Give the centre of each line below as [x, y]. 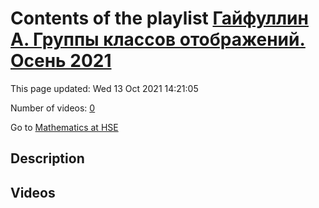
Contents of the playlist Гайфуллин [159, 18]
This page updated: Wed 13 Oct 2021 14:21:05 [104, 88]
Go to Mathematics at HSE [64, 127]
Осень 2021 [61, 61]
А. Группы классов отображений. [158, 39]
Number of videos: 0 [53, 108]
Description [47, 158]
